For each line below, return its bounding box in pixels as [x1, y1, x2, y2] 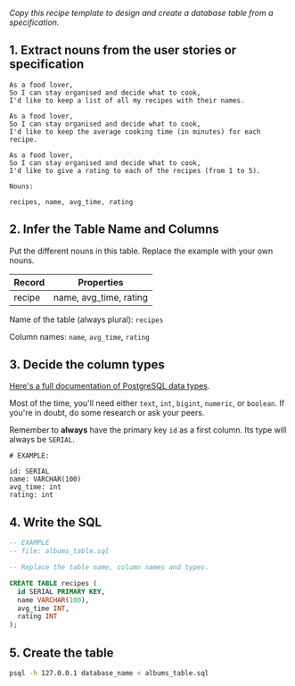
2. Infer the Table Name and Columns [9, 222, 220, 237]
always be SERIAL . [9, 434, 76, 445]
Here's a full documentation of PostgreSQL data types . [9, 381, 210, 392]
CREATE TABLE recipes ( [9, 579, 98, 588]
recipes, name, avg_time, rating [9, 197, 134, 206]
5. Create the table [9, 645, 114, 660]
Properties [78, 276, 124, 288]
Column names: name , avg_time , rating [9, 331, 150, 342]
